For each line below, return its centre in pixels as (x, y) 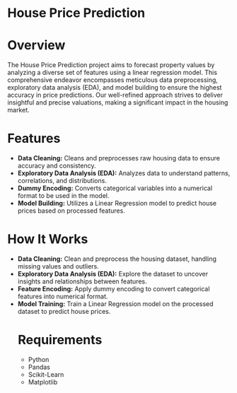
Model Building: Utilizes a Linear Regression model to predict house (117, 204)
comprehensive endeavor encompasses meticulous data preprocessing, (112, 80)
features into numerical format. (63, 296)
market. (18, 110)
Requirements (60, 340)
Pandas (39, 367)
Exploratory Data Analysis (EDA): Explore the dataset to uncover (113, 274)
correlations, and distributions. (62, 181)
